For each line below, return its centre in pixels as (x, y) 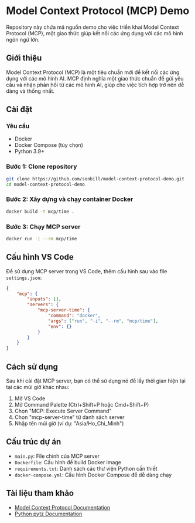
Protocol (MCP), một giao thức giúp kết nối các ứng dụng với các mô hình (95, 33)
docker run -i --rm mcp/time (42, 239)
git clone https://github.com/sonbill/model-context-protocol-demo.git (95, 179)
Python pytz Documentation (48, 514)
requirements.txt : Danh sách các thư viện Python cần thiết (86, 468)
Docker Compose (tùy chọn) (49, 145)
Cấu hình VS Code (40, 257)
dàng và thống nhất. (30, 91)
